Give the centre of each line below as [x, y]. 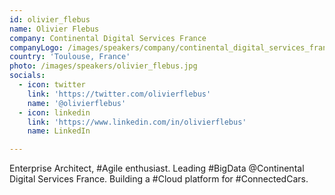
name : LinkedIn [59, 131]
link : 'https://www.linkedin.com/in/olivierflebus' [137, 122]
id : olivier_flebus [50, 19]
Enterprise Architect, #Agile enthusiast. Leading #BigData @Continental [157, 168]
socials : [27, 76]
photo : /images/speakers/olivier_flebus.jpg [103, 66]
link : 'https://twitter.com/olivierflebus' [119, 94]
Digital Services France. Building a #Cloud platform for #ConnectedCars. [159, 179]
